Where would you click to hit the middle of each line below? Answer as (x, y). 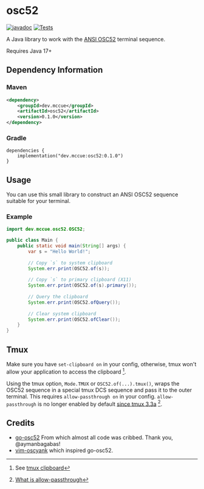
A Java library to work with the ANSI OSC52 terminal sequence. (86, 39)
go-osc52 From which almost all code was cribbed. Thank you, (94, 437)
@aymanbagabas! (38, 444)
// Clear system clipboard (62, 313)
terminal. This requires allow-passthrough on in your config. (81, 396)
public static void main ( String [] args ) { (72, 246)
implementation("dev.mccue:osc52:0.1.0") (70, 156)
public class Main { (32, 241)
